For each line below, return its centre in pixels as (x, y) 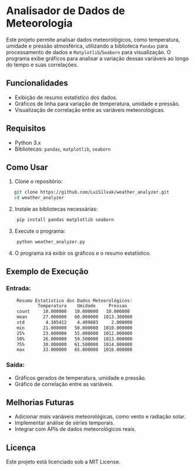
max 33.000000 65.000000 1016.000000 (75, 350)
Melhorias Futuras (40, 402)
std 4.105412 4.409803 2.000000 (75, 323)
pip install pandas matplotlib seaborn (65, 220)
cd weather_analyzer (39, 198)
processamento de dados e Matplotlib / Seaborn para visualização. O (89, 52)
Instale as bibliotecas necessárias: (56, 209)
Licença (21, 448)
